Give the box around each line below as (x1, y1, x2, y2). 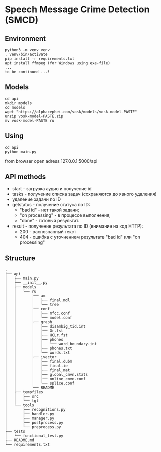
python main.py (5, 149, 37, 154)
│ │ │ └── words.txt (5, 350, 70, 355)
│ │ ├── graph (5, 320, 52, 325)
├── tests (5, 429, 26, 434)
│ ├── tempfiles (5, 390, 43, 395)
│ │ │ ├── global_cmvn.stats (5, 372, 88, 377)
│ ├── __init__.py (5, 280, 48, 285)
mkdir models (5, 100, 32, 106)
